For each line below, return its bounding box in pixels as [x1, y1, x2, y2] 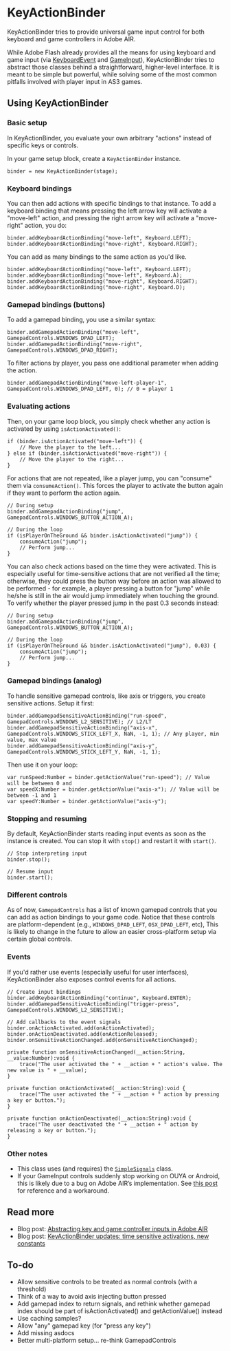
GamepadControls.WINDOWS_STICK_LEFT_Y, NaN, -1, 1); [7, 748, 161, 755]
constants [16, 1239, 46, 1247]
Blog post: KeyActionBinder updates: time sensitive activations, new [16, 1232, 209, 1240]
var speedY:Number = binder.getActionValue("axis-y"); [7, 798, 168, 805]
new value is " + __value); [7, 1067, 88, 1074]
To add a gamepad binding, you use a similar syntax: [7, 315, 157, 324]
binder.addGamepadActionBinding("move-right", [7, 341, 143, 348]
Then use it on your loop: [7, 760, 78, 769]
